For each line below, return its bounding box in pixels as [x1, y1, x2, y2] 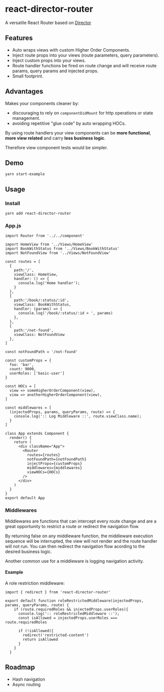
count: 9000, [9, 367, 36, 372]
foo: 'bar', [9, 362, 34, 367]
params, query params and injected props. [12, 68, 99, 74]
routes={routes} [27, 453, 60, 458]
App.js [5, 222, 21, 229]
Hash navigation [12, 676, 45, 682]
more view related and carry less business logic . [5, 135, 106, 141]
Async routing [12, 681, 41, 687]
